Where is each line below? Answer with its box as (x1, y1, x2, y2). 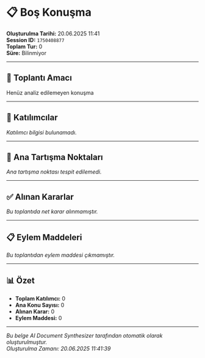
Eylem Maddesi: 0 (15, 314, 62, 321)
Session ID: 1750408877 (6, 36, 65, 43)
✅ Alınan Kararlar (6, 191, 74, 202)
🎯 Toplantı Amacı (6, 73, 72, 83)
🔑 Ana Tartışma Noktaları (6, 152, 104, 163)
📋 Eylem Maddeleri (6, 232, 82, 243)
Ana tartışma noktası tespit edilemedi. (6, 168, 102, 175)
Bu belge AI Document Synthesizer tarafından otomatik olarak (6, 332, 163, 339)
